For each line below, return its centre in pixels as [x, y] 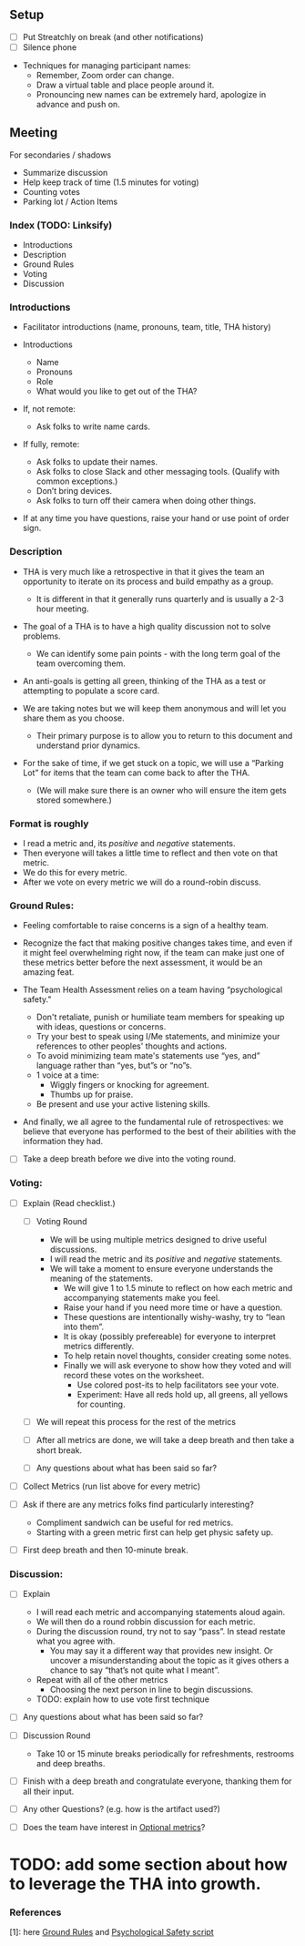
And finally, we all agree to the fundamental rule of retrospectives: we [153, 1122]
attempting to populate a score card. [91, 691]
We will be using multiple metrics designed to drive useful [158, 1239]
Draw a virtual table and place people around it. [125, 85]
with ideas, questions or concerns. [101, 1027]
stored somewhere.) [74, 800]
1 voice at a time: [68, 1075]
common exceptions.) [77, 481]
